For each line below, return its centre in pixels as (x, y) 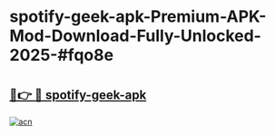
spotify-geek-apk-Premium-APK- (138, 17)
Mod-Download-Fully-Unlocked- (135, 36)
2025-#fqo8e (62, 55)
